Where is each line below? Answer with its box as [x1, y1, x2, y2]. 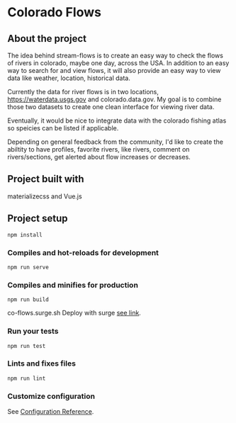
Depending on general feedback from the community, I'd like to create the [7, 137, 223, 146]
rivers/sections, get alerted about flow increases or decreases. [7, 153, 191, 161]
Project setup [7, 213, 69, 225]
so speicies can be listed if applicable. [7, 124, 119, 132]
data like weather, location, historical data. [7, 74, 131, 82]
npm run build [7, 296, 50, 303]
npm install [7, 231, 43, 238]
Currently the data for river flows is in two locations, [7, 88, 159, 96]
